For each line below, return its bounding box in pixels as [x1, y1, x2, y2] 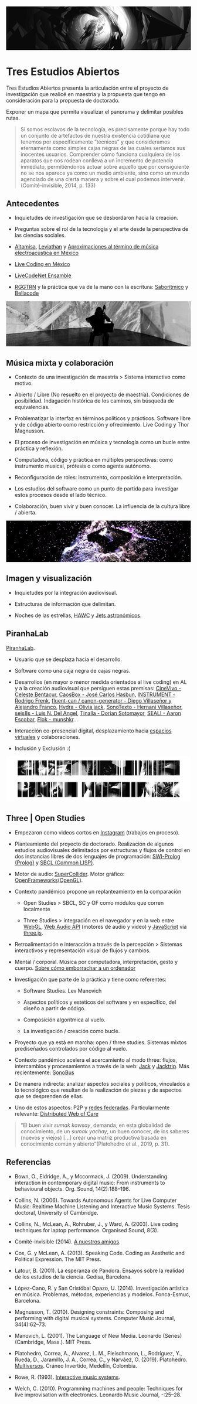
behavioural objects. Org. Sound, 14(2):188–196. [14, 1185, 131, 1192]
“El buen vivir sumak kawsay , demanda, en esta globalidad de [20, 1122, 171, 1129]
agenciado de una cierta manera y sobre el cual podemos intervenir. [20, 175, 186, 182]
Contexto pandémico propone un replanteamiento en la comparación [14, 888, 182, 895]
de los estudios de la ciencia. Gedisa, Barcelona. [14, 1273, 132, 1280]
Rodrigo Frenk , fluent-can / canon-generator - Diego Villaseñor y [14, 697, 172, 704]
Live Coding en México [14, 261, 70, 268]
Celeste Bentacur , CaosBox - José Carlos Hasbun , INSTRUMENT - [14, 691, 176, 698]
